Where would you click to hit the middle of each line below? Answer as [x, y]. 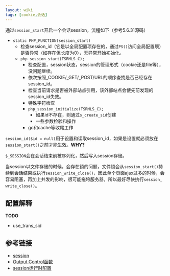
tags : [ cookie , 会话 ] [26, 15]
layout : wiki [19, 10]
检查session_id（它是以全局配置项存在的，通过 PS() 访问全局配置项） [92, 46]
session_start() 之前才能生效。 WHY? [45, 145]
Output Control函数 [33, 262]
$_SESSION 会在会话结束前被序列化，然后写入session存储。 [66, 155]
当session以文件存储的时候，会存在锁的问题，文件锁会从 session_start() [82, 166]
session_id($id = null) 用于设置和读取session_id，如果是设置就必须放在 [82, 138]
